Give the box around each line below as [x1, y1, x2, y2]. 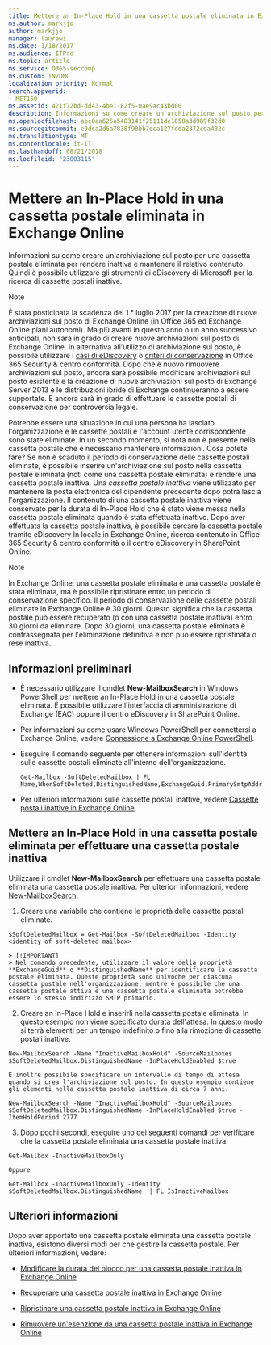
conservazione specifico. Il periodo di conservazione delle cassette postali [8, 595, 257, 605]
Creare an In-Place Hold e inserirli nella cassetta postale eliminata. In [19, 1008, 249, 1017]
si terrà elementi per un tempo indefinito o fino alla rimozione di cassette [19, 1025, 261, 1035]
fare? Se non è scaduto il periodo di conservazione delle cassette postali [8, 452, 250, 462]
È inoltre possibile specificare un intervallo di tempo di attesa [8, 1071, 240, 1079]
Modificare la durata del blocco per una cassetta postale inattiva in [19, 1263, 242, 1273]
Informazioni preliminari [8, 662, 131, 675]
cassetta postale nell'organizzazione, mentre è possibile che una [8, 979, 240, 988]
